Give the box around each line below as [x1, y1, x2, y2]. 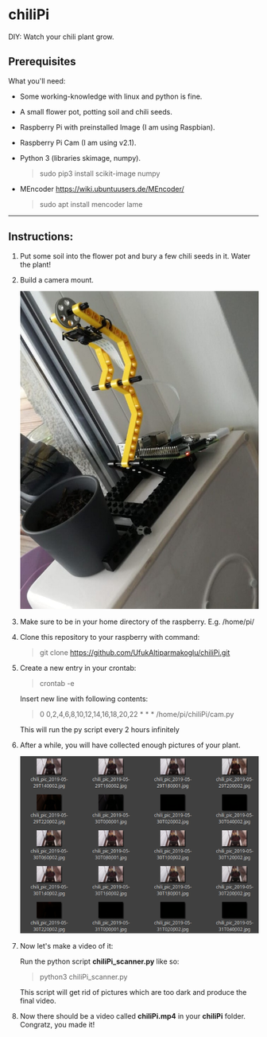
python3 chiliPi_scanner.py [39, 973, 128, 982]
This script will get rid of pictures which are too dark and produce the [19, 988, 247, 997]
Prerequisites [8, 55, 76, 68]
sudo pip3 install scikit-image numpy [39, 169, 161, 178]
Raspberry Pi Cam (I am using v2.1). [19, 138, 137, 147]
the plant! [19, 259, 52, 269]
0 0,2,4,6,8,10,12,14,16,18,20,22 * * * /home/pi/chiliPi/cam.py [39, 709, 234, 719]
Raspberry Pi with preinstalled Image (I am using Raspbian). [19, 122, 216, 132]
